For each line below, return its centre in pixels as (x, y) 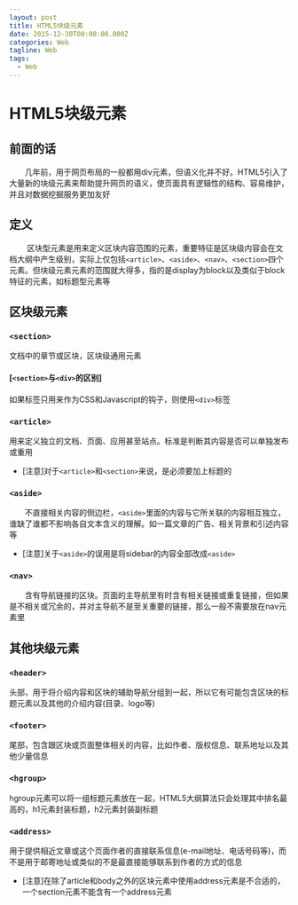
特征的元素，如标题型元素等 (60, 281)
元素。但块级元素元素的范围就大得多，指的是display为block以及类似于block (147, 270)
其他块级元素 (44, 648)
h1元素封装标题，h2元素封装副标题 (95, 809)
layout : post (33, 17)
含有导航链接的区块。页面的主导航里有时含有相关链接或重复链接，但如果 (157, 595)
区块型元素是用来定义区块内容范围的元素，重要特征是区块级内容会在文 (155, 248)
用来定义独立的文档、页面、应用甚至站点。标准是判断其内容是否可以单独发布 (149, 441)
